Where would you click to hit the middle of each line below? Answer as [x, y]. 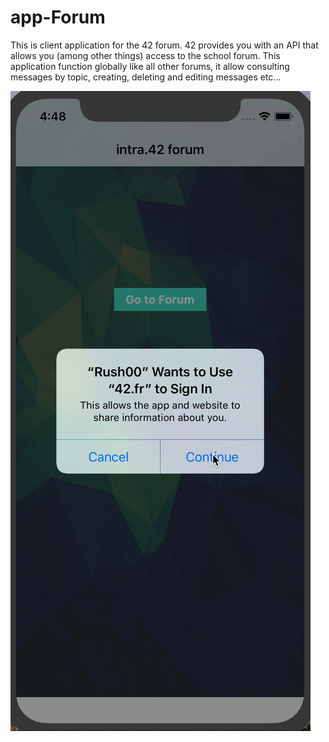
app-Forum [58, 17]
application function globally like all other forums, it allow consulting [150, 66]
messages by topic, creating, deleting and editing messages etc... [146, 77]
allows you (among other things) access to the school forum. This [145, 55]
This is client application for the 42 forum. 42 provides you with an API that [164, 45]
